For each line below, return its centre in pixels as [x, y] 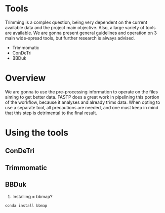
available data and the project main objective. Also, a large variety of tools [80, 27]
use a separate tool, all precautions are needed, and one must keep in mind [82, 107]
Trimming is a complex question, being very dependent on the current [76, 22]
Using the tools [37, 133]
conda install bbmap [26, 206]
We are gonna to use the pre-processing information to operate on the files [82, 91]
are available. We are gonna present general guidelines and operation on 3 [81, 33]
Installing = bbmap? [32, 196]
